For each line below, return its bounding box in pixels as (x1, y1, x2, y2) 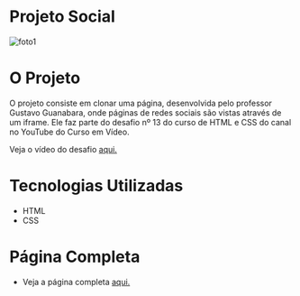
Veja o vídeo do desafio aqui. (9, 143, 117, 154)
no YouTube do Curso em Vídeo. (9, 126, 130, 137)
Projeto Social (9, 6, 115, 27)
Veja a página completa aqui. (22, 276, 131, 287)
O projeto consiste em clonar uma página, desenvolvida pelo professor (9, 97, 273, 108)
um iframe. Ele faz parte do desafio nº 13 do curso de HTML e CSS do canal (9, 116, 292, 127)
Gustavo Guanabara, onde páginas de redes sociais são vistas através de (9, 106, 282, 118)
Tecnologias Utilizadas (9, 176, 184, 196)
